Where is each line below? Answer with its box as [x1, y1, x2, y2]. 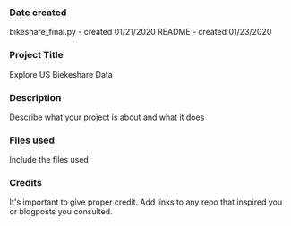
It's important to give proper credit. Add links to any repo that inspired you [9, 197, 283, 207]
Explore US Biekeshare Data [9, 69, 114, 80]
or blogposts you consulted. [9, 206, 114, 217]
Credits [9, 177, 42, 189]
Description [9, 91, 62, 104]
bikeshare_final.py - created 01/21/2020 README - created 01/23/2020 [9, 27, 272, 38]
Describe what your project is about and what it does [9, 112, 205, 122]
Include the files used [9, 155, 90, 165]
